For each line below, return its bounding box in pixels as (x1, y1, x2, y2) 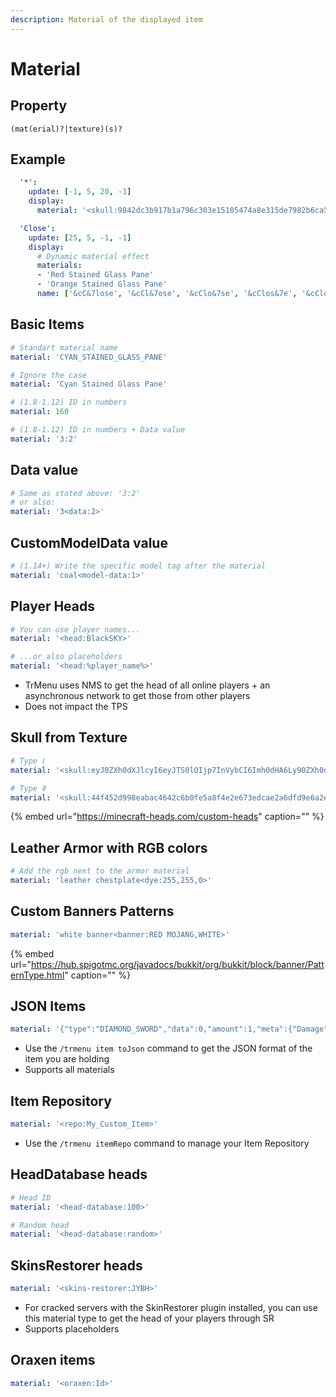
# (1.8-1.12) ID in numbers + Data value (10, 425, 186, 435)
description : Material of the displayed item (10, 14, 203, 25)
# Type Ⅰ (10, 756, 45, 766)
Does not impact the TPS (24, 701, 128, 713)
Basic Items (10, 316, 85, 333)
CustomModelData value (10, 534, 168, 551)
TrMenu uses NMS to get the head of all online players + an (24, 679, 271, 691)
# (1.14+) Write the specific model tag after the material (10, 561, 267, 571)
